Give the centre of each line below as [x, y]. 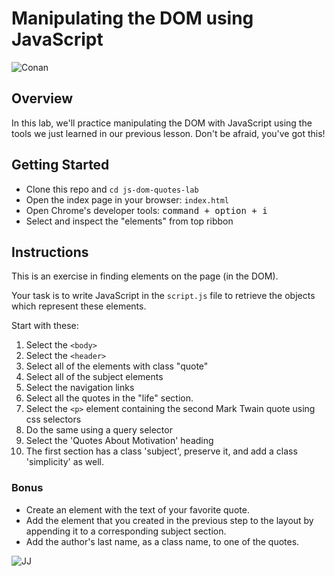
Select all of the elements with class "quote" [117, 366]
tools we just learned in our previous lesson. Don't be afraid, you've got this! [168, 133]
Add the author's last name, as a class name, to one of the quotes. [162, 541]
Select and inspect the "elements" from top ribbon [129, 221]
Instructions [50, 252]
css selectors [53, 419]
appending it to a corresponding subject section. [126, 531]
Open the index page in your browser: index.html [127, 199]
